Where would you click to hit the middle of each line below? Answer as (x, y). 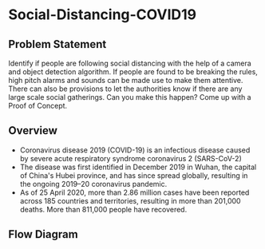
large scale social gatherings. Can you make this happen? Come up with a (130, 97)
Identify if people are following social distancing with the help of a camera (130, 63)
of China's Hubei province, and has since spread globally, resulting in (134, 175)
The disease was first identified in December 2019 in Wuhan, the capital (138, 167)
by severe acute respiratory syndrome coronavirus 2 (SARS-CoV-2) (131, 158)
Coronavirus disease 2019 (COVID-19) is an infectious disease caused (135, 150)
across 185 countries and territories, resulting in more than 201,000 (130, 200)
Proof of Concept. (38, 106)
